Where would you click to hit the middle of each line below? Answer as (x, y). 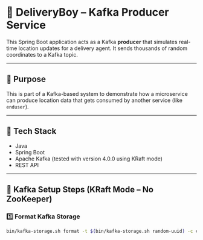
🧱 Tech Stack (31, 131)
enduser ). (18, 106)
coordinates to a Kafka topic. (42, 54)
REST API (27, 165)
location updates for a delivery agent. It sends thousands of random (103, 48)
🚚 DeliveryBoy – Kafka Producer (88, 12)
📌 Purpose (26, 79)
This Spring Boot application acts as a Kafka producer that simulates (92, 42)
